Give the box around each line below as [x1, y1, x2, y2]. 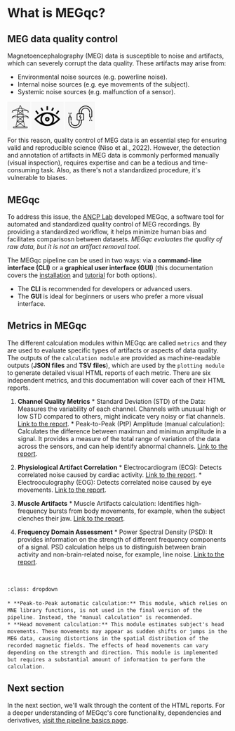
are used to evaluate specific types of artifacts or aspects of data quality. [7, 346, 219, 355]
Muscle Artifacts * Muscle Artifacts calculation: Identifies [17, 499, 184, 507]
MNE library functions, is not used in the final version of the [7, 606, 202, 614]
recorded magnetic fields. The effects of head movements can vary [7, 642, 209, 649]
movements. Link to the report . [17, 485, 107, 494]
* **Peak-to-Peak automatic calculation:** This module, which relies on [7, 599, 228, 606]
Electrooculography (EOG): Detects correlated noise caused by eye [17, 478, 212, 486]
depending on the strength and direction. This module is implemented [7, 649, 218, 656]
